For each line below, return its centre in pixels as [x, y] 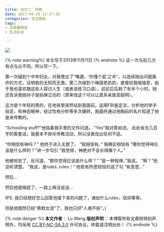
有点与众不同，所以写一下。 [33, 66]
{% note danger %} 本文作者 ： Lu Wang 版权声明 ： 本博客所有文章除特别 [79, 218]
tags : [10, 23]
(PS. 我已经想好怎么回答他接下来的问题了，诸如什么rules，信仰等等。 [75, 198]
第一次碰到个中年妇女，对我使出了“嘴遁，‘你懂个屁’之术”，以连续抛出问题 [79, 77]
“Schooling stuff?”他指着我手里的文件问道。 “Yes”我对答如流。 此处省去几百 [81, 128]
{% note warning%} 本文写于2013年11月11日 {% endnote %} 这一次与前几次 [81, 60]
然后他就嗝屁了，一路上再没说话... [39, 187]
